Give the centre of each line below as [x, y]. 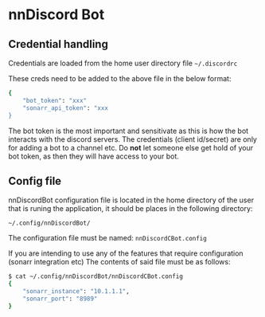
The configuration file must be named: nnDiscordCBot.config [107, 238]
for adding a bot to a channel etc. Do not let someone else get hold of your [131, 147]
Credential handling [58, 44]
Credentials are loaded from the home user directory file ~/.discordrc [123, 63]
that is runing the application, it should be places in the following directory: [131, 209]
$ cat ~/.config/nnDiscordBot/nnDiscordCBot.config [95, 276]
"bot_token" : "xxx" [55, 100]
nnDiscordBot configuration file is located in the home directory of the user [131, 200]
